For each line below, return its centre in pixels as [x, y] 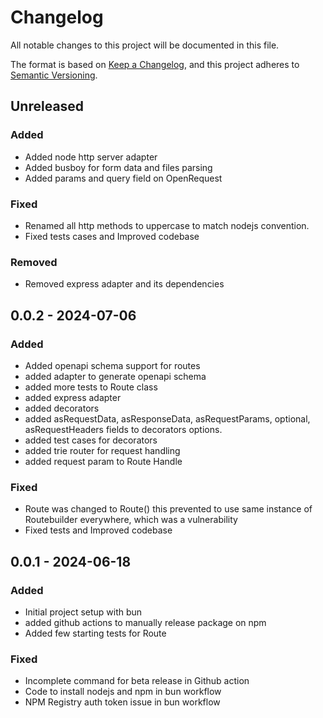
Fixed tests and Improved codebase [98, 530]
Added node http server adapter [91, 157]
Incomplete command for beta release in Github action [137, 681]
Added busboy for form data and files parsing [118, 167]
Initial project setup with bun [83, 612]
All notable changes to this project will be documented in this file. [145, 45]
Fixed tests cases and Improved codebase [112, 236]
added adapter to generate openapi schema [115, 376]
